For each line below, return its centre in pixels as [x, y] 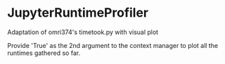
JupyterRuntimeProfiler [78, 13]
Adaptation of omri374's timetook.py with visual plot [83, 32]
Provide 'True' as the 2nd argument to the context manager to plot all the [113, 45]
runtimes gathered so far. [44, 53]
